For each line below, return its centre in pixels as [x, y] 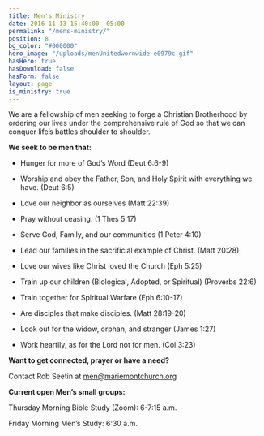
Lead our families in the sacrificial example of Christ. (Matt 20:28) [130, 250]
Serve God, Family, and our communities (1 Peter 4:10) [111, 235]
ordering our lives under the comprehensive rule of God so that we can [127, 123]
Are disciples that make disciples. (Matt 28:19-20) [103, 313]
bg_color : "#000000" [43, 46]
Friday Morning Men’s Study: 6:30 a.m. [73, 424]
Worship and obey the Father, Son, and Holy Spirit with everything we [136, 179]
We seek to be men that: [50, 148]
